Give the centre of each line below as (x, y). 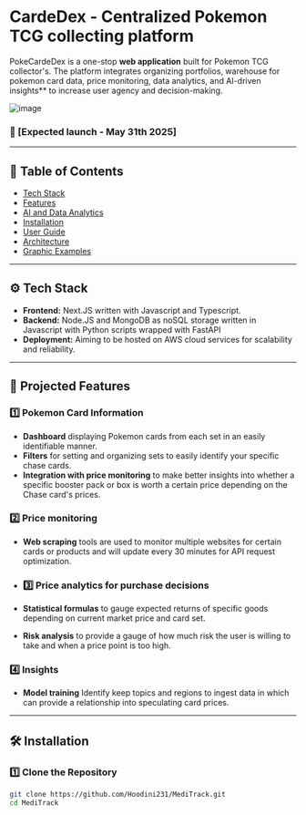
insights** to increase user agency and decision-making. (116, 90)
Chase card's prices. (61, 494)
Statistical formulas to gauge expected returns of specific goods (145, 609)
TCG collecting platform (102, 36)
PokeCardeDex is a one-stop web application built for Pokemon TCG (139, 61)
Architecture (46, 242)
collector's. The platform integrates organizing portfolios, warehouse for (145, 71)
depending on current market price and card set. (114, 618)
